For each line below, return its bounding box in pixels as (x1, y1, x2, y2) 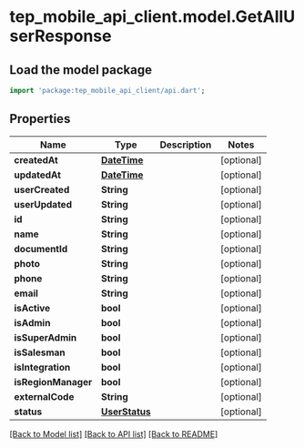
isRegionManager (14, 375, 93, 388)
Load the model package (9, 62, 153, 77)
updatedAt (14, 168, 62, 181)
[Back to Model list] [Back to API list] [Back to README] (9, 428, 218, 439)
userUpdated (14, 198, 73, 210)
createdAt (14, 153, 59, 166)
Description (159, 138, 212, 151)
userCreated (14, 183, 70, 196)
